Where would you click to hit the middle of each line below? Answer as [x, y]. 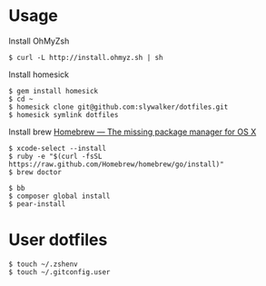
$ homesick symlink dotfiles [64, 114]
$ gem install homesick [54, 91]
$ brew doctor [35, 172]
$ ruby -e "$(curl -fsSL [55, 156]
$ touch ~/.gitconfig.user [59, 272]
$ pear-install [37, 204]
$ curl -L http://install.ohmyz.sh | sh [86, 57]
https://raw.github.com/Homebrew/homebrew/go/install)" [116, 164]
